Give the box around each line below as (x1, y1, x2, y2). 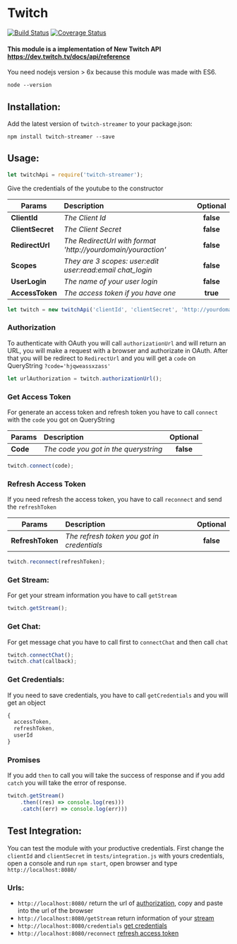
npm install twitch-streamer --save (7, 133, 115, 140)
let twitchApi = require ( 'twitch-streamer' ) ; (7, 171, 143, 178)
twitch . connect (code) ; (7, 462, 74, 469)
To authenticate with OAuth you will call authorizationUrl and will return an (7, 338, 226, 347)
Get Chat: (7, 621, 41, 631)
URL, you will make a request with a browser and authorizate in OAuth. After (7, 346, 228, 355)
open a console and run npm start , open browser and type (7, 858, 178, 868)
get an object (7, 698, 46, 707)
